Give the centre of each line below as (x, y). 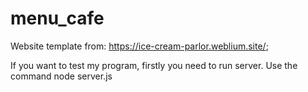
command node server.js (61, 76)
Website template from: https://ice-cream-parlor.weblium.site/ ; (139, 46)
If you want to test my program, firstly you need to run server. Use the (154, 65)
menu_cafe (57, 18)
